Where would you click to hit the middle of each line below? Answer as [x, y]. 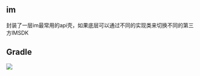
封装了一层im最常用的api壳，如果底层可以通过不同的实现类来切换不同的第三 [100, 25]
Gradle [19, 52]
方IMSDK [17, 33]
